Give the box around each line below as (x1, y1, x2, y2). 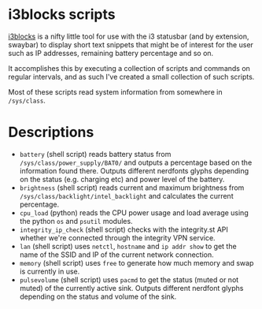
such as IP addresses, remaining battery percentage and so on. (8, 48, 214, 58)
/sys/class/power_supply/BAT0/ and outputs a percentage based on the (19, 158, 253, 167)
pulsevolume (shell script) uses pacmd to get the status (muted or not (19, 274, 239, 285)
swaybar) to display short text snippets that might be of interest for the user (8, 39, 254, 49)
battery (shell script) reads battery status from (19, 149, 172, 158)
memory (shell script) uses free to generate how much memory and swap (19, 258, 254, 267)
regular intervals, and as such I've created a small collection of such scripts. (8, 72, 255, 81)
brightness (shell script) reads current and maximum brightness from (19, 183, 245, 192)
